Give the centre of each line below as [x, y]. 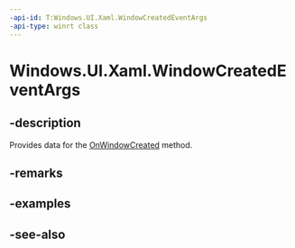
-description [45, 123]
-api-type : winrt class [54, 26]
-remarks [36, 173]
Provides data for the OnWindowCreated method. [101, 144]
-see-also [37, 234]
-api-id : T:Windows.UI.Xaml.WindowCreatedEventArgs [108, 18]
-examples [40, 204]
